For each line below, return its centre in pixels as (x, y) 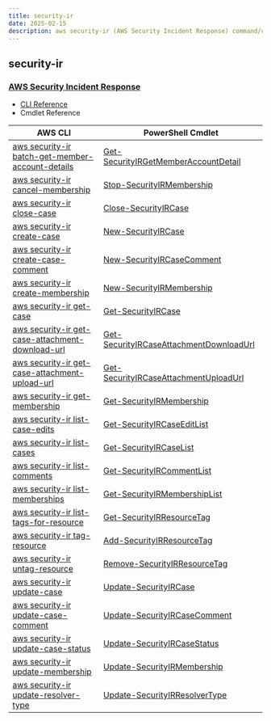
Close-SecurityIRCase (146, 209)
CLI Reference (44, 104)
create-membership (51, 293)
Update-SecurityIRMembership (163, 667)
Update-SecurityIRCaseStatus (161, 643)
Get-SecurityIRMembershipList (163, 494)
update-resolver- (46, 695)
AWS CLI (54, 133)
